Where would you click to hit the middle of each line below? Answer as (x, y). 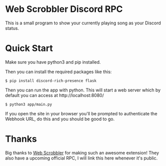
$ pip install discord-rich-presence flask (51, 81)
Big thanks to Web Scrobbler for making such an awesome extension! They (82, 153)
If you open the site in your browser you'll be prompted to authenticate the (81, 113)
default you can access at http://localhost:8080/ (55, 95)
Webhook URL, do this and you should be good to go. (60, 119)
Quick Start (29, 48)
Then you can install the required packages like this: (58, 72)
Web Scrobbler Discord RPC (64, 9)
